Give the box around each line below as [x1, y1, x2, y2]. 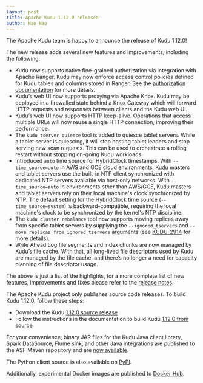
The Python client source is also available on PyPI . [6, 358, 132, 365]
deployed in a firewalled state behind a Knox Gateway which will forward [15, 99, 197, 106]
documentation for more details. [15, 86, 96, 94]
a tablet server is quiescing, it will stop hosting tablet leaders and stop [15, 138, 190, 145]
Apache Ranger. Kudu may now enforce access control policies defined [15, 74, 194, 81]
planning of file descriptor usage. [15, 261, 98, 268]
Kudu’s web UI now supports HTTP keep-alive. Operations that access [15, 112, 191, 119]
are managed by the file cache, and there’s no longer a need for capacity [15, 254, 197, 261]
